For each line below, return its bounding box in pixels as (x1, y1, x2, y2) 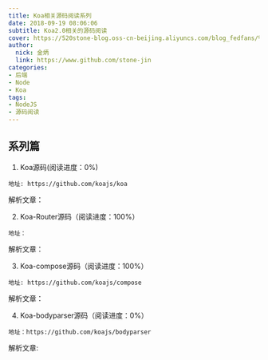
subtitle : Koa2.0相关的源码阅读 (8, 26, 108, 34)
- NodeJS (8, 101, 37, 109)
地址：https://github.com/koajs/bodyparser (8, 328, 152, 336)
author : (8, 42, 34, 49)
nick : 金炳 (15, 49, 49, 57)
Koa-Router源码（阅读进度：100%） (19, 212, 140, 221)
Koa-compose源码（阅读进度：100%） (19, 261, 148, 271)
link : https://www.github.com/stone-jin (15, 57, 152, 65)
